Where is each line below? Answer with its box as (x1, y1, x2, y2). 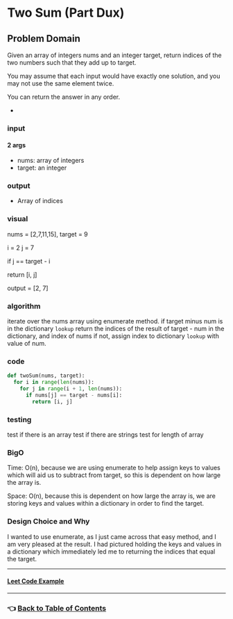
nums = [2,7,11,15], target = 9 (7, 230, 88, 238)
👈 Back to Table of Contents (7, 603, 107, 613)
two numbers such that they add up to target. (7, 58, 137, 67)
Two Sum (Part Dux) (7, 5, 125, 21)
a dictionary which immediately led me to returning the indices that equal (7, 547, 216, 556)
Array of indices (17, 197, 64, 205)
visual (7, 214, 28, 224)
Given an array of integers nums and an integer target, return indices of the (7, 51, 222, 59)
